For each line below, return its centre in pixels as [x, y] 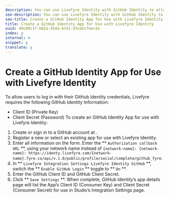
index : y [14, 33]
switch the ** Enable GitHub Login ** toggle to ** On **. [70, 168]
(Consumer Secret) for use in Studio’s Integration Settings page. [79, 190]
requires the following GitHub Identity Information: [57, 102]
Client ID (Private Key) [35, 112]
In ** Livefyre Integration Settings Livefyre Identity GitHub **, [82, 163]
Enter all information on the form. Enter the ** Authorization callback [85, 143]
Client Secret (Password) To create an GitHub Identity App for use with [86, 117]
